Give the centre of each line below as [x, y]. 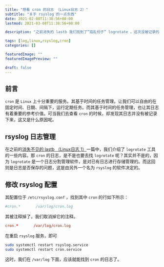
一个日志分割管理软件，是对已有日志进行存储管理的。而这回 [96, 161]
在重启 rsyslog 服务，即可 [31, 236]
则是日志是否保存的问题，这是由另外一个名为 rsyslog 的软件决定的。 [74, 168]
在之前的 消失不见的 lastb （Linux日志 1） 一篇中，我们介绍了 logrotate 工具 [81, 149]
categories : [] [20, 45]
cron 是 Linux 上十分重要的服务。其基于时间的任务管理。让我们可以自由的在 [81, 101]
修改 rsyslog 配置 [31, 185]
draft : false [18, 67]
